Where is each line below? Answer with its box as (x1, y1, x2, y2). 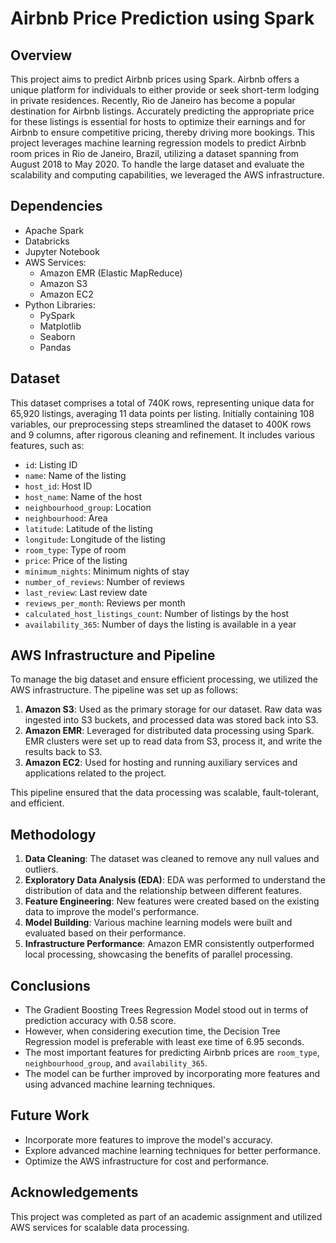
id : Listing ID (24, 458, 78, 471)
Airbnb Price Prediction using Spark (10, 7, 315, 30)
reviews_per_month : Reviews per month (24, 597, 186, 609)
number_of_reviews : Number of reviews (24, 575, 185, 587)
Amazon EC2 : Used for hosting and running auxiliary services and (24, 757, 298, 769)
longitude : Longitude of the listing (24, 533, 166, 545)
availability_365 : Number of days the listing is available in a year (24, 618, 297, 630)
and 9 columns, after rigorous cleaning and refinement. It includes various (10, 428, 315, 441)
